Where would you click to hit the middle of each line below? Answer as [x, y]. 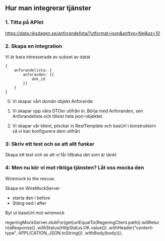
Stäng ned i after [29, 203]
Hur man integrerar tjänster [48, 8]
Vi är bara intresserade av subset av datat [48, 57]
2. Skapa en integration [34, 46]
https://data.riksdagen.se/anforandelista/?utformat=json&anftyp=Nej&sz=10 [82, 33]
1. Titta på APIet [24, 22]
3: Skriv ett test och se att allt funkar [50, 144]
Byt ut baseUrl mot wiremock [35, 213]
